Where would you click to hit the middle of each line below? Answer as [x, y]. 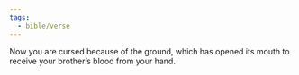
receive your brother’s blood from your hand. [92, 61]
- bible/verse [44, 26]
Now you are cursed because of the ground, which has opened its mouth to [149, 51]
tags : [19, 17]
